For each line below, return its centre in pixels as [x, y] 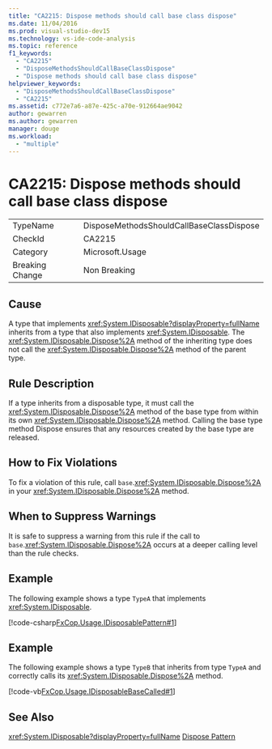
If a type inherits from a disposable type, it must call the [101, 403]
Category [30, 252]
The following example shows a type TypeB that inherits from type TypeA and [135, 667]
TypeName [33, 226]
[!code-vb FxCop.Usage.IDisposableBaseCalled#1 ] [92, 692]
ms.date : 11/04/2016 [43, 23]
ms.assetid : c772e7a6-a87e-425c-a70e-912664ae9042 [96, 106]
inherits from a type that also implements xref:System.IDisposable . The [127, 332]
